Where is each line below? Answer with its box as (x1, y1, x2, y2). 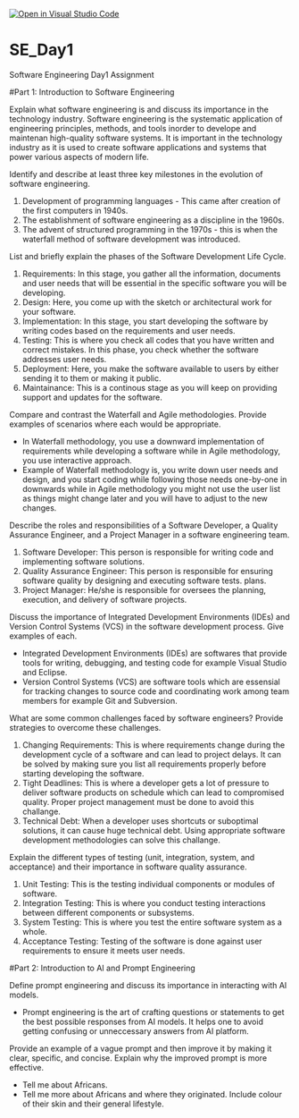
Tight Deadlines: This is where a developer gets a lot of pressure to (21, 777, 270, 788)
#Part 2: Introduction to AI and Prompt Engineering (9, 962, 196, 973)
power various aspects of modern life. (9, 151, 149, 162)
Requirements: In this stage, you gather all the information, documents (21, 268, 281, 279)
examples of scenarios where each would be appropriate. (9, 419, 221, 429)
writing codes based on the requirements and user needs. (21, 325, 236, 335)
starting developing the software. (21, 767, 145, 778)
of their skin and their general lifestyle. (21, 1098, 164, 1109)
